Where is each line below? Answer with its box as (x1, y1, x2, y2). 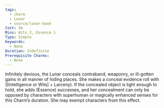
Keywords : (5, 39, 26, 44)
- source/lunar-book (9, 21, 52, 26)
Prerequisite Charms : (5, 53, 50, 58)
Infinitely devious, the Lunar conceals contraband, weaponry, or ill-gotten (5, 71, 154, 77)
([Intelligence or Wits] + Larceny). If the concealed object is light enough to (5, 82, 157, 88)
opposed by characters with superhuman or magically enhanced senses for (5, 92, 159, 98)
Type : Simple (5, 35, 32, 40)
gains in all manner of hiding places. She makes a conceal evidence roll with (5, 76, 160, 82)
